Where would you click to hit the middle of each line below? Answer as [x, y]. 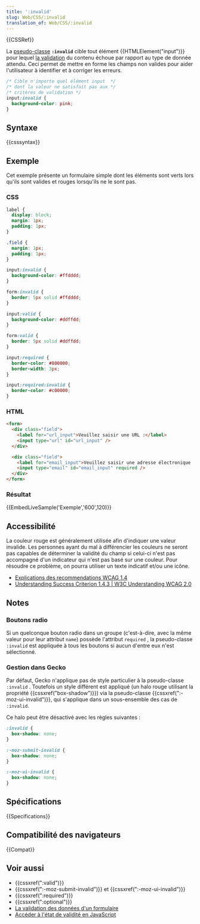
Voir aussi [25, 868]
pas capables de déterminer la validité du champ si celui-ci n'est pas [91, 553]
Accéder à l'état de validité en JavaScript [65, 914]
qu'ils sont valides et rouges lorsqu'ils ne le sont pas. [71, 182]
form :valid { [22, 336]
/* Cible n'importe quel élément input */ [61, 81]
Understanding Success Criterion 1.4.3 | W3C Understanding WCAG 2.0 [103, 584]
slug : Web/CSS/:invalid [36, 17]
